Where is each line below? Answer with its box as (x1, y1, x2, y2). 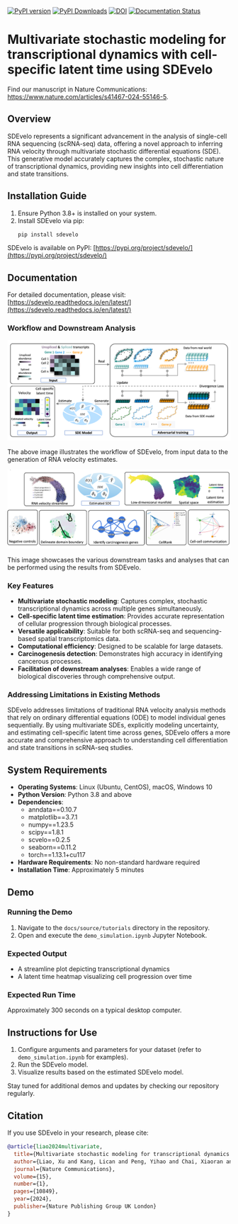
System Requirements (7, 764, 108, 776)
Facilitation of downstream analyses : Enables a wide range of (17, 664, 202, 673)
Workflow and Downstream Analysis (7, 323, 136, 333)
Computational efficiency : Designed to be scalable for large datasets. (17, 642, 223, 651)
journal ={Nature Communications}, (13, 1165, 115, 1172)
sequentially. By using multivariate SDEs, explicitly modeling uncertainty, (7, 721, 219, 730)
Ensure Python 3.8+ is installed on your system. (17, 209, 157, 217)
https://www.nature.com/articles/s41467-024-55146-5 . (7, 92, 169, 101)
